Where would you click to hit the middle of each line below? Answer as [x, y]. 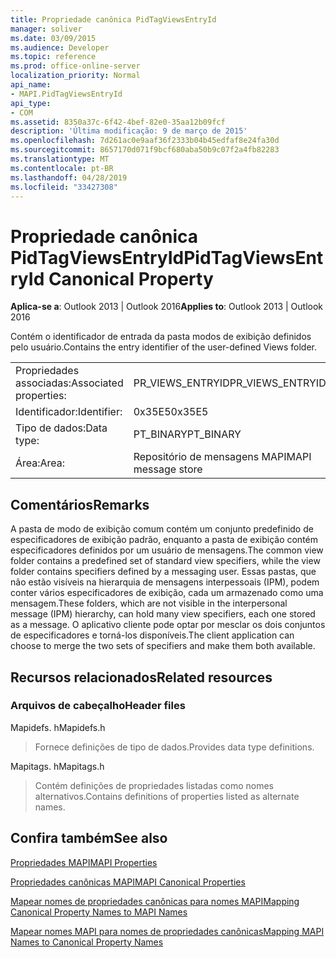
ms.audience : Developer [60, 47]
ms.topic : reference [53, 57]
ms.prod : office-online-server [75, 66]
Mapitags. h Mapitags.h [57, 766]
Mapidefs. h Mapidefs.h [58, 727]
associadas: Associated [69, 383]
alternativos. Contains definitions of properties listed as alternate [167, 796]
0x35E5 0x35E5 [171, 412]
